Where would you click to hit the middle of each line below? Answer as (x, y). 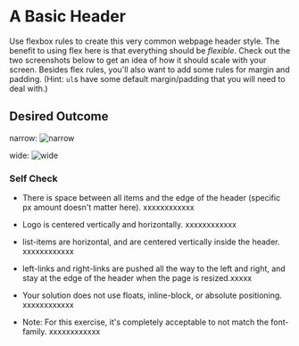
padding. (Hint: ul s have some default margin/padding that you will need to (147, 78)
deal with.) (29, 88)
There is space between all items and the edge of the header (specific (151, 198)
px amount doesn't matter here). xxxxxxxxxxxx (108, 208)
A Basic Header (68, 16)
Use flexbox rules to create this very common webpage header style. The (145, 41)
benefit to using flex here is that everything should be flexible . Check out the (150, 50)
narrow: (24, 138)
